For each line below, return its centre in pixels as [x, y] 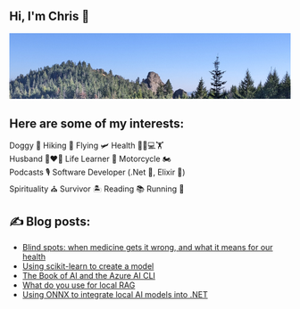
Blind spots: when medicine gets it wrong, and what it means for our [148, 248]
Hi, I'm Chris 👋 [50, 16]
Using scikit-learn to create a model [88, 266]
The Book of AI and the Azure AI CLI [89, 276]
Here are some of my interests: [97, 123]
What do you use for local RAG [79, 285]
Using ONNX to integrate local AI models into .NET [115, 295]
